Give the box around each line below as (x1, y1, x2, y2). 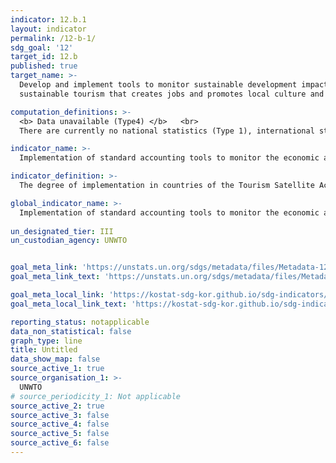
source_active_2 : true (10, 401, 105, 411)
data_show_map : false (10, 354, 101, 365)
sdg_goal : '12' (10, 42, 74, 53)
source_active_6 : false (10, 438, 110, 448)
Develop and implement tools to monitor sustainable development (19, 80, 298, 90)
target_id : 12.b (10, 52, 78, 62)
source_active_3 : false (10, 410, 110, 420)
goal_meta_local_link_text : (10, 299, 128, 309)
